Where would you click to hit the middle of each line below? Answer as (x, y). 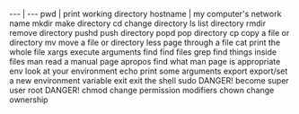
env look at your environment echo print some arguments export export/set (149, 71)
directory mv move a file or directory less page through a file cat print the (145, 42)
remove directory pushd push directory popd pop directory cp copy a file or (149, 33)
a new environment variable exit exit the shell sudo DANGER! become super (149, 80)
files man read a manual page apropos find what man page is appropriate (145, 61)
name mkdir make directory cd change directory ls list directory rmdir (138, 23)
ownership (29, 100)
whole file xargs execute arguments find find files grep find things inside (143, 52)
